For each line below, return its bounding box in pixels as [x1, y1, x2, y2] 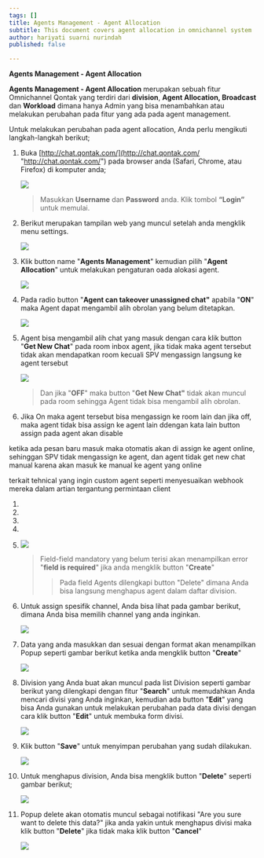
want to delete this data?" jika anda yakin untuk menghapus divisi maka [20, 818, 252, 827]
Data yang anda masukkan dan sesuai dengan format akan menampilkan [20, 640, 256, 649]
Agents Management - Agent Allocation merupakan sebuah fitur [9, 84, 221, 94]
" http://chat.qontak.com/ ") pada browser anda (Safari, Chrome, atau [20, 156, 242, 166]
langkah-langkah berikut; [9, 133, 90, 142]
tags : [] [9, 11, 38, 20]
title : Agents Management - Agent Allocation [9, 19, 160, 27]
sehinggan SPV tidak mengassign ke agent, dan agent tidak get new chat [9, 453, 246, 462]
